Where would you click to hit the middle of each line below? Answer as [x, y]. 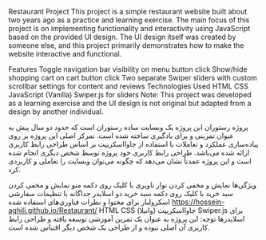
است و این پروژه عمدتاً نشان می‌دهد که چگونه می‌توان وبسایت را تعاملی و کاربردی [130, 161]
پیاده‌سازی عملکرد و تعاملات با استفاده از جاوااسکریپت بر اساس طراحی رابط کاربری [133, 144]
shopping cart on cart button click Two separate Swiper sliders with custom [133, 78]
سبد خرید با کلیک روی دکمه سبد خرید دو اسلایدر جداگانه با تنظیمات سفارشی [121, 193]
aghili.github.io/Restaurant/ [53, 210]
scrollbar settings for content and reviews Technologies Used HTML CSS [129, 86]
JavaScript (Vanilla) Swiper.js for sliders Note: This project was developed [130, 94]
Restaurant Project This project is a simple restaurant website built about [128, 12]
